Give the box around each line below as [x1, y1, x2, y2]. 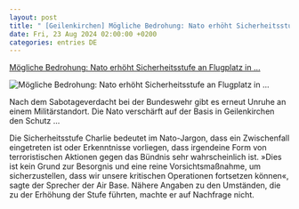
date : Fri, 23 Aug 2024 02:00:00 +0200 [9, 29, 158, 38]
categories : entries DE [9, 37, 98, 47]
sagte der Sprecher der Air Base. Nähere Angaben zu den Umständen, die [9, 180, 281, 191]
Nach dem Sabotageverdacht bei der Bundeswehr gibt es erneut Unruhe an [9, 97, 287, 108]
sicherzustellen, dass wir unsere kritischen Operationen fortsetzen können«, [9, 171, 289, 181]
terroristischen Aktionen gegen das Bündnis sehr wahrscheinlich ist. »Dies [9, 152, 282, 163]
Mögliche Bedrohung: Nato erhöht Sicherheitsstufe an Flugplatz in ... [9, 62, 261, 73]
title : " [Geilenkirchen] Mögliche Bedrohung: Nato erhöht [9, 21, 233, 30]
